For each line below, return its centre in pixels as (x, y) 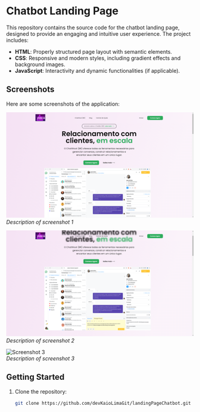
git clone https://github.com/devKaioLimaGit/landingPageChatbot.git (103, 403)
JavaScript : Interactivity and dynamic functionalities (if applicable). (97, 70)
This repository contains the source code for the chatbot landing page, (93, 27)
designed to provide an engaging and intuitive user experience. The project (99, 33)
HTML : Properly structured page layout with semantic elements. (93, 51)
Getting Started (35, 377)
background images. (40, 64)
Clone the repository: (41, 391)
